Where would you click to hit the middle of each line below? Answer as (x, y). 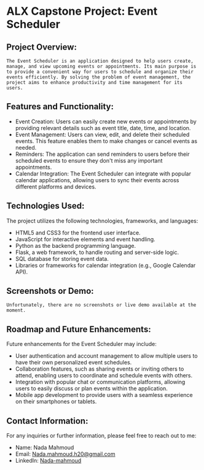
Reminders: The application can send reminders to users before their (102, 154)
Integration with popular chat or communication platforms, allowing (100, 382)
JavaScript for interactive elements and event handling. (85, 239)
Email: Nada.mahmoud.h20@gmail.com (65, 454)
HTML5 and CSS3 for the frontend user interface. (78, 233)
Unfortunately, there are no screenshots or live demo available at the (101, 305)
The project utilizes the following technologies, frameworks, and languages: (102, 221)
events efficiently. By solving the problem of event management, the (99, 77)
